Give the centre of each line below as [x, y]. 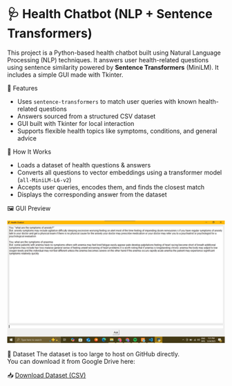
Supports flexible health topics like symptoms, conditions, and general [117, 131]
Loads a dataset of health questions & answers [84, 165]
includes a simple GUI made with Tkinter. [65, 75]
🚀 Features [22, 88]
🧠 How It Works [29, 151]
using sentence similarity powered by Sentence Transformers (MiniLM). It [113, 67]
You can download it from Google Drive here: [71, 361]
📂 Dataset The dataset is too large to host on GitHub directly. [94, 353]
